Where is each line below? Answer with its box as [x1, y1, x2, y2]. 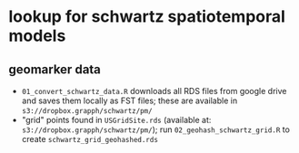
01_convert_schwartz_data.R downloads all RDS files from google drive [21, 86, 287, 96]
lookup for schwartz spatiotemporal [8, 6, 285, 27]
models [8, 25, 66, 46]
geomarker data [8, 62, 102, 77]
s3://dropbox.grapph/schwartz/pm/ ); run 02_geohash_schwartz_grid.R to [21, 124, 290, 135]
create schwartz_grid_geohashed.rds [21, 134, 158, 144]
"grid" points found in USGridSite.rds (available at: [21, 115, 212, 125]
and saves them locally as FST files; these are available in [21, 95, 238, 106]
